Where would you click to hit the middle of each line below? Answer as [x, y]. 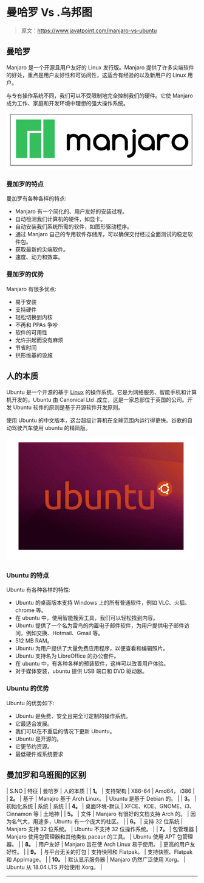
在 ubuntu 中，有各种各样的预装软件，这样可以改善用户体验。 [92, 664]
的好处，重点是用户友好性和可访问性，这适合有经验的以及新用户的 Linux [96, 75]
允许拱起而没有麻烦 [39, 340]
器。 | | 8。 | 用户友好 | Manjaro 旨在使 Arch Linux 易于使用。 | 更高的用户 [98, 844]
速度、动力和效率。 [39, 257]
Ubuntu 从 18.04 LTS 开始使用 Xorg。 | [54, 867]
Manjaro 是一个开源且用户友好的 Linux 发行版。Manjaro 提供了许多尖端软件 [100, 67]
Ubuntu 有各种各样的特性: [39, 590]
